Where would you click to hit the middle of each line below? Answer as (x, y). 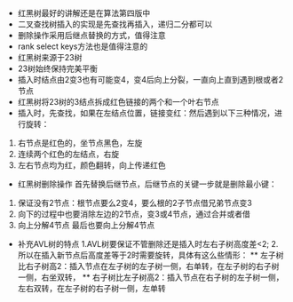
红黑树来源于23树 (50, 57)
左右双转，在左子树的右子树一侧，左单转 (91, 288)
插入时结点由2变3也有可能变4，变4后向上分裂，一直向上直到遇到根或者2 (150, 79)
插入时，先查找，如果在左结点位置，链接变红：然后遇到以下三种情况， (146, 113)
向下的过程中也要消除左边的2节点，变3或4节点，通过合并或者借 (134, 214)
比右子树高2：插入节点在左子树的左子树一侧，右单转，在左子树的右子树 (148, 266)
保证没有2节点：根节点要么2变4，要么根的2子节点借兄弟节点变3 (135, 203)
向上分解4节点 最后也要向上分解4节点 (86, 225)
